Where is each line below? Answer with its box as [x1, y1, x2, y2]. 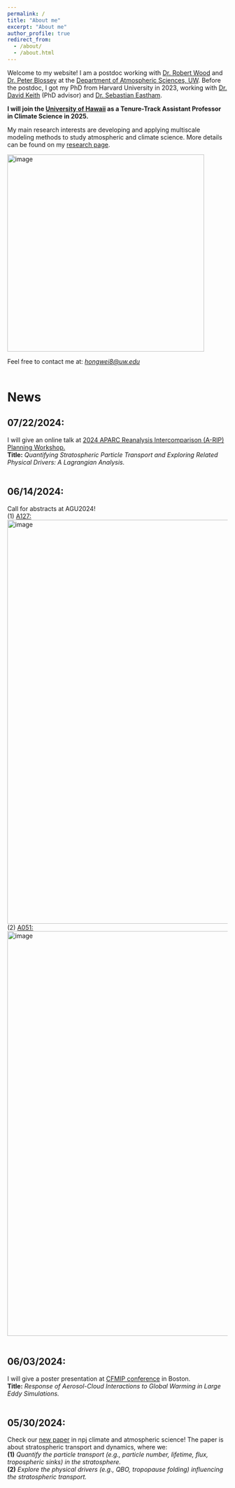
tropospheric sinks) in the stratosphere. [7, 1458, 121, 1466]
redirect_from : [7, 36, 52, 43]
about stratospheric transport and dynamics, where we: [7, 1443, 168, 1452]
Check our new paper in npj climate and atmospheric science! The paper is [7, 1435, 224, 1444]
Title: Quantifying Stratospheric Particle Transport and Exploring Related [7, 450, 218, 459]
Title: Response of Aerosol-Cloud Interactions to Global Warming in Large [7, 1381, 222, 1390]
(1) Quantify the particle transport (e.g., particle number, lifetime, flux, [7, 1450, 208, 1459]
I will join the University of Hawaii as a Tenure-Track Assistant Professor [7, 104, 222, 113]
